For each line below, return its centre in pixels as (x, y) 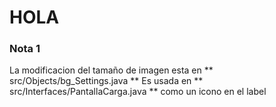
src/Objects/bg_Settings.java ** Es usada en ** (106, 81)
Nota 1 (25, 49)
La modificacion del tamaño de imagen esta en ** (111, 70)
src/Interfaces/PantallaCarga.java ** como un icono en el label (138, 92)
